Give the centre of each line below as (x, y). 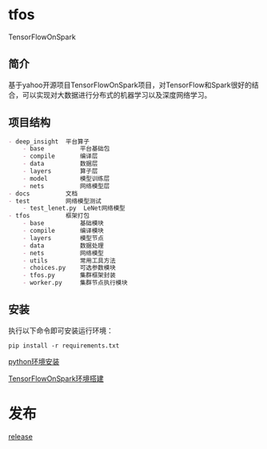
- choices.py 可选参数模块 (69, 268)
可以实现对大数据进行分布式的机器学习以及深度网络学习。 (117, 94)
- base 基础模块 (63, 223)
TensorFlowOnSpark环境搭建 (56, 379)
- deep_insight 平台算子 (49, 142)
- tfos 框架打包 (49, 216)
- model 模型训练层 (66, 178)
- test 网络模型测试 (55, 201)
